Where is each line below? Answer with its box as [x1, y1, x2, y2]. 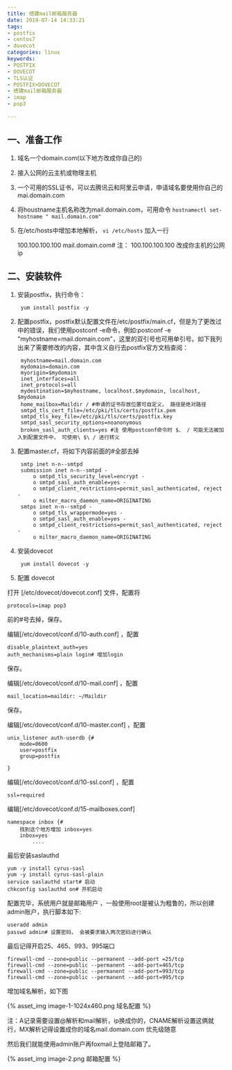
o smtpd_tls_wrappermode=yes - [33, 509, 123, 516]
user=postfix [19, 747, 57, 754]
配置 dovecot [17, 573, 55, 581]
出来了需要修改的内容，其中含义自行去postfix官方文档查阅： [17, 343, 189, 351]
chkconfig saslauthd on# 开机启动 [7, 885, 102, 892]
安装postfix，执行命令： [17, 290, 86, 298]
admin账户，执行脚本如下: [7, 907, 82, 916]
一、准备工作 [7, 134, 62, 146]
